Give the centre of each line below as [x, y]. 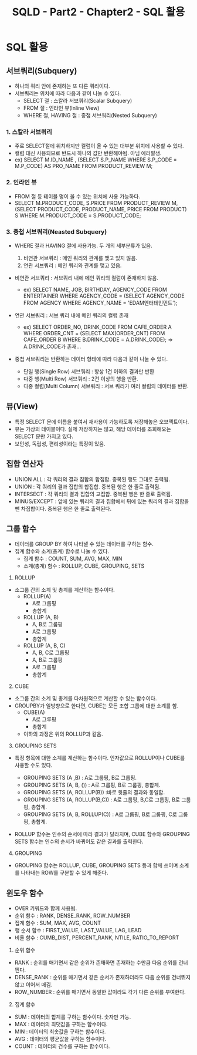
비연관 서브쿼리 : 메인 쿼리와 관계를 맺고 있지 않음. [80, 258]
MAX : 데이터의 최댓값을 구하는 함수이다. [61, 1024]
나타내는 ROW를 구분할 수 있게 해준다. [64, 873]
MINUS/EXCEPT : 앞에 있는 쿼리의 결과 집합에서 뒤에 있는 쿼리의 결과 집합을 [102, 501]
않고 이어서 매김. [33, 985]
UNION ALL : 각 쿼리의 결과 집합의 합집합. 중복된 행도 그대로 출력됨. [92, 479]
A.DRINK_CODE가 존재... [52, 346]
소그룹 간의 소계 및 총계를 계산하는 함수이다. [65, 590]
